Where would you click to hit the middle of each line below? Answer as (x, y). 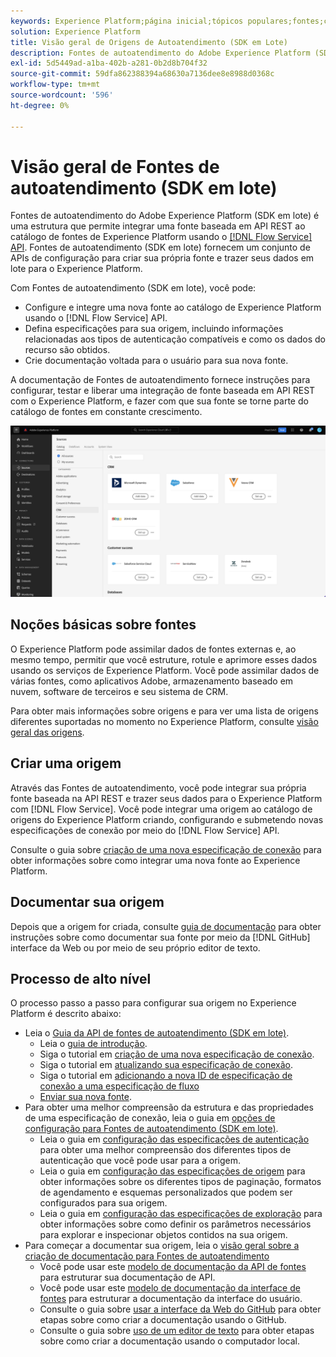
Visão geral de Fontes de (115, 166)
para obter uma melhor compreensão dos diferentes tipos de (165, 1150)
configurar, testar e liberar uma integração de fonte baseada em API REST (163, 391)
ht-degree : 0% (40, 105)
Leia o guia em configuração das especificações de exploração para (181, 1214)
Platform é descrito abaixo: (66, 1014)
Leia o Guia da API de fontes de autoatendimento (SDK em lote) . (157, 1033)
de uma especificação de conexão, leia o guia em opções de (150, 1118)
